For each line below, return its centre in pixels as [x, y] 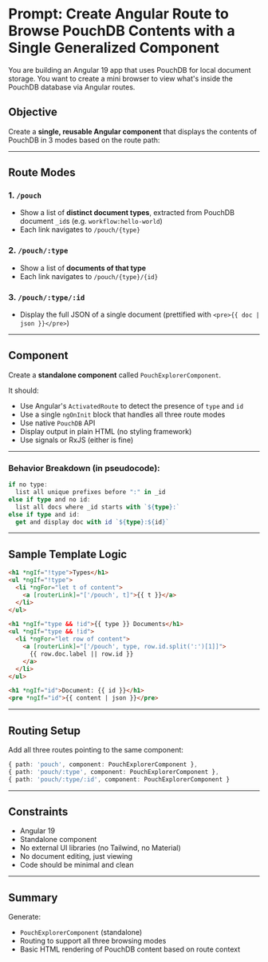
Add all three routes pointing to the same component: [96, 750]
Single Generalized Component [114, 48]
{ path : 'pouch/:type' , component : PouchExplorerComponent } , [114, 772]
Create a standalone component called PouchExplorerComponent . [115, 375]
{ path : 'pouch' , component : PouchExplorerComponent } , [103, 764]
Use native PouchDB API [57, 423]
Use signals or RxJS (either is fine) [77, 440]
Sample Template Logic [68, 554]
